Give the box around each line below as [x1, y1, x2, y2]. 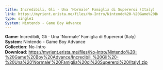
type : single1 [5, 16, 34, 21]
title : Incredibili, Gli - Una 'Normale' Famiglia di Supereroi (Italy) [5, 7, 155, 12]
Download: [5, 49, 28, 55]
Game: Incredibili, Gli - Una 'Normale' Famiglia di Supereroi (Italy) [5, 34, 136, 40]
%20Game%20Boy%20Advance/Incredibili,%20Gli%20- [5, 54, 119, 60]
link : [5, 12, 16, 16]
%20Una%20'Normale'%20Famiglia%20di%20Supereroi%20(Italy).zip [5, 59, 148, 65]
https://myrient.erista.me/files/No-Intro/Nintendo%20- [28, 49, 137, 55]
